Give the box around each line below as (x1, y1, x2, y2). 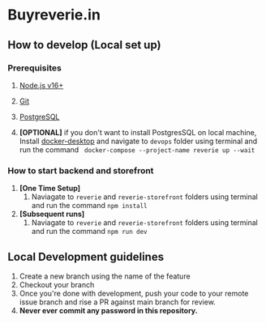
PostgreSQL (19, 112, 60, 121)
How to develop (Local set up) (7, 38, 161, 52)
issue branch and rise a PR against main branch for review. (19, 297, 216, 307)
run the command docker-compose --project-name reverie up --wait (19, 144, 255, 155)
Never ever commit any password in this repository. (19, 305, 198, 315)
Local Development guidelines (7, 249, 164, 264)
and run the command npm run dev (31, 227, 148, 236)
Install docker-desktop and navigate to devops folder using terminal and (19, 136, 258, 146)
